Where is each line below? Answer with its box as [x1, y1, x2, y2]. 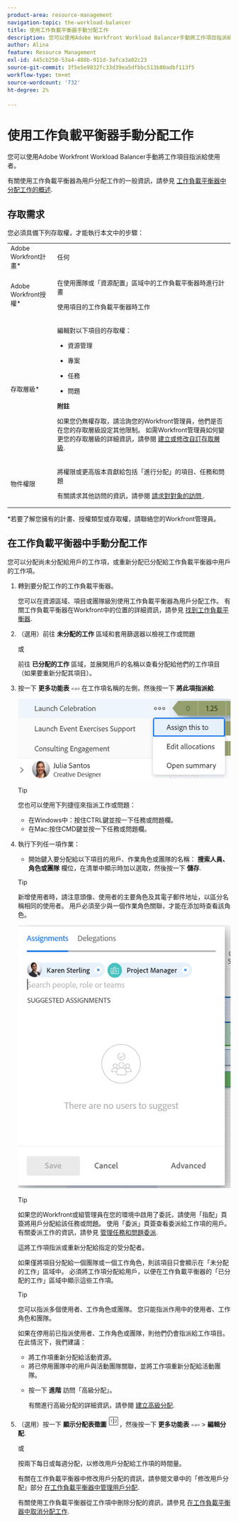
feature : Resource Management [7, 49, 97, 56]
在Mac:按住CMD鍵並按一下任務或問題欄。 [28, 825, 151, 833]
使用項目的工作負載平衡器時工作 [57, 303, 151, 311]
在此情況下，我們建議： [17, 1338, 86, 1346]
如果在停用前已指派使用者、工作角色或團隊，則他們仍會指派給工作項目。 [17, 1329, 229, 1338]
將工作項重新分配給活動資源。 [28, 1353, 115, 1361]
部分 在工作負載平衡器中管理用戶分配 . [30, 1483, 140, 1492]
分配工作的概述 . [7, 186, 53, 194]
